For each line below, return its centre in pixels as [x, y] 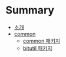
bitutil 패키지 [37, 48]
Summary [30, 10]
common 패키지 [41, 41]
